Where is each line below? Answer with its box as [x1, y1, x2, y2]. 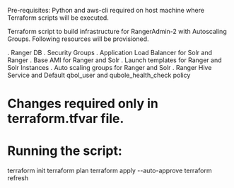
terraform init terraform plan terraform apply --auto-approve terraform [7, 166, 212, 175]
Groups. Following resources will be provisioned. [7, 35, 149, 43]
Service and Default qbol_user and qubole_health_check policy [7, 71, 191, 79]
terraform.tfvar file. [7, 111, 124, 127]
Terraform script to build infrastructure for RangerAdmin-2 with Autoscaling [7, 28, 228, 35]
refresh [7, 174, 29, 182]
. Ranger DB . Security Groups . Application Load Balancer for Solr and [7, 49, 213, 57]
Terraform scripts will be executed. [7, 13, 110, 22]
